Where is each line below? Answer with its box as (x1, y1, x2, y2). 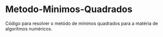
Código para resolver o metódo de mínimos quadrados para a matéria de (5, 20, 158, 26)
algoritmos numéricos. (5, 25, 52, 31)
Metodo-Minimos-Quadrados (5, 4, 132, 15)
